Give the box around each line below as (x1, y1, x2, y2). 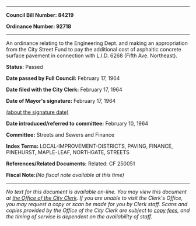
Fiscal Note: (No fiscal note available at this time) (6, 172, 124, 178)
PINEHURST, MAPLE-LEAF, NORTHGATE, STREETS (6, 149, 130, 155)
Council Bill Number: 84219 (6, 12, 74, 18)
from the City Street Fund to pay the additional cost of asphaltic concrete (6, 46, 182, 53)
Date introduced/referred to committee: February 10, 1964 (6, 120, 149, 127)
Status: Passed (6, 64, 44, 70)
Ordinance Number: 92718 (6, 23, 72, 30)
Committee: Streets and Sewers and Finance (6, 131, 115, 138)
